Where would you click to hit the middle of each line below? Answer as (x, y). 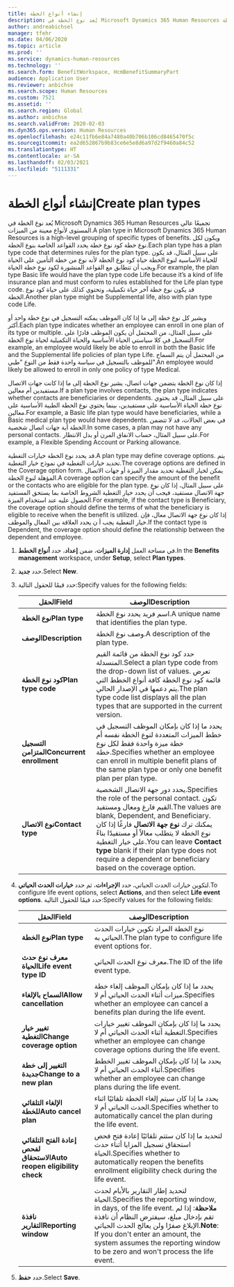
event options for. (123, 946)
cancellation (42, 1003)
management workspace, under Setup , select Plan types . (102, 558)
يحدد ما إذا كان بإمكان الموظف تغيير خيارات (157, 1023)
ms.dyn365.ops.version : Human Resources (67, 130)
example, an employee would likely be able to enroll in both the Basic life (112, 347)
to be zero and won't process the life (154, 1252)
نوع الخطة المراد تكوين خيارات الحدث (149, 929)
